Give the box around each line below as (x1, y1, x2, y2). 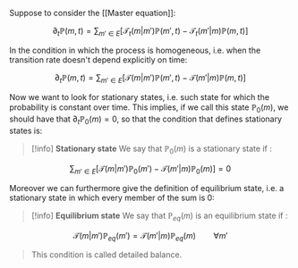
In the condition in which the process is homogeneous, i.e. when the (9, 45, 261, 55)
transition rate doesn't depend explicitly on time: (9, 54, 188, 65)
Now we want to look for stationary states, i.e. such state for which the (9, 91, 270, 102)
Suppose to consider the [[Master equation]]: (9, 8, 176, 18)
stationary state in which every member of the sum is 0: (9, 192, 215, 203)
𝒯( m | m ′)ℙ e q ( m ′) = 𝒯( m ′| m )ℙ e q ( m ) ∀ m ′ (72, 230, 228, 243)
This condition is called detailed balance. (30, 249, 183, 260)
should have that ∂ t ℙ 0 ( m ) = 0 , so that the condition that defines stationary (9, 113, 283, 127)
